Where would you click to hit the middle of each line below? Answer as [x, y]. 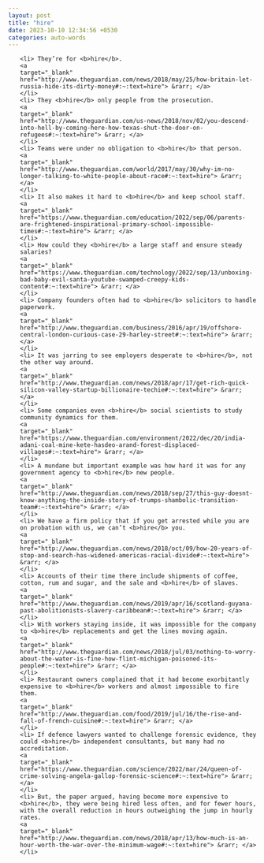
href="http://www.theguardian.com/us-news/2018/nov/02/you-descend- [134, 121]
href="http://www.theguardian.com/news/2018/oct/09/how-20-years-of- [136, 549]
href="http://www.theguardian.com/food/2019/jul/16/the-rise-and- [131, 714]
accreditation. [45, 749]
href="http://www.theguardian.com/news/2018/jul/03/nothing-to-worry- [138, 652]
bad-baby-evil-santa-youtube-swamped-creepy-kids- [104, 280]
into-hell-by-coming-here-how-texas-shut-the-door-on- [112, 128]
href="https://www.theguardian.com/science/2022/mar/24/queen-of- [131, 769]
